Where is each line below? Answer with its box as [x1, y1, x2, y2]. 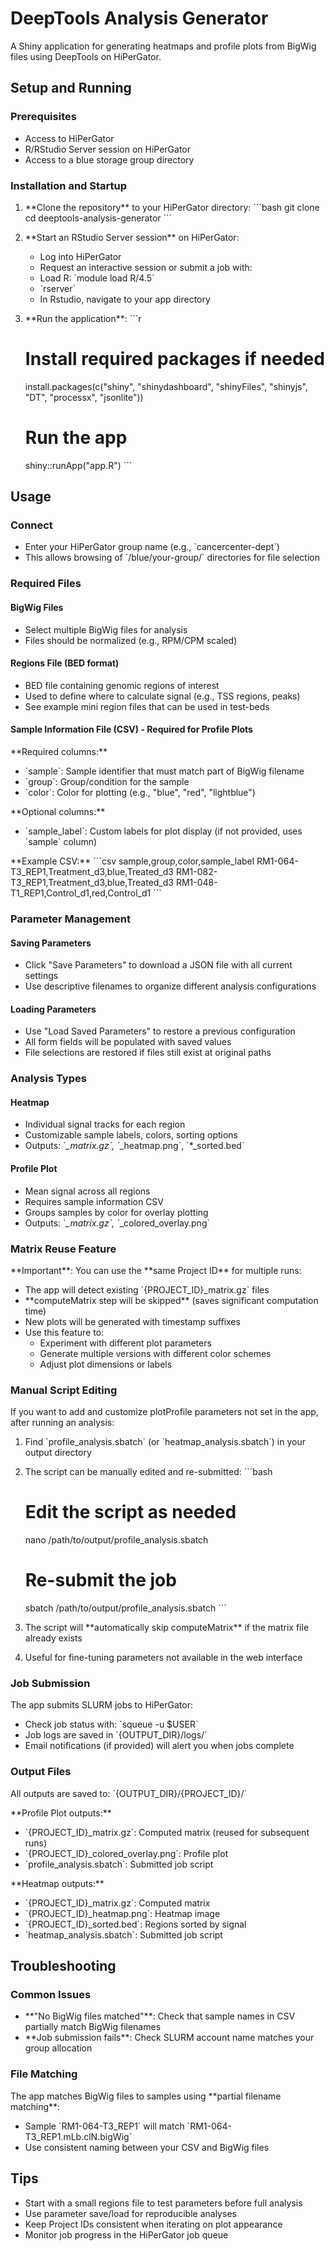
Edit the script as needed [24, 1501, 237, 1524]
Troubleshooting [10, 1958, 117, 1975]
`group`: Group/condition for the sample [24, 776, 190, 788]
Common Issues [10, 1988, 92, 2002]
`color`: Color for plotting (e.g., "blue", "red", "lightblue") [24, 787, 256, 799]
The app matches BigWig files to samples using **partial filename [10, 2090, 282, 2102]
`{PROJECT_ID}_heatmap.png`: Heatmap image [24, 1907, 221, 1919]
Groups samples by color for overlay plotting [24, 1206, 209, 1218]
